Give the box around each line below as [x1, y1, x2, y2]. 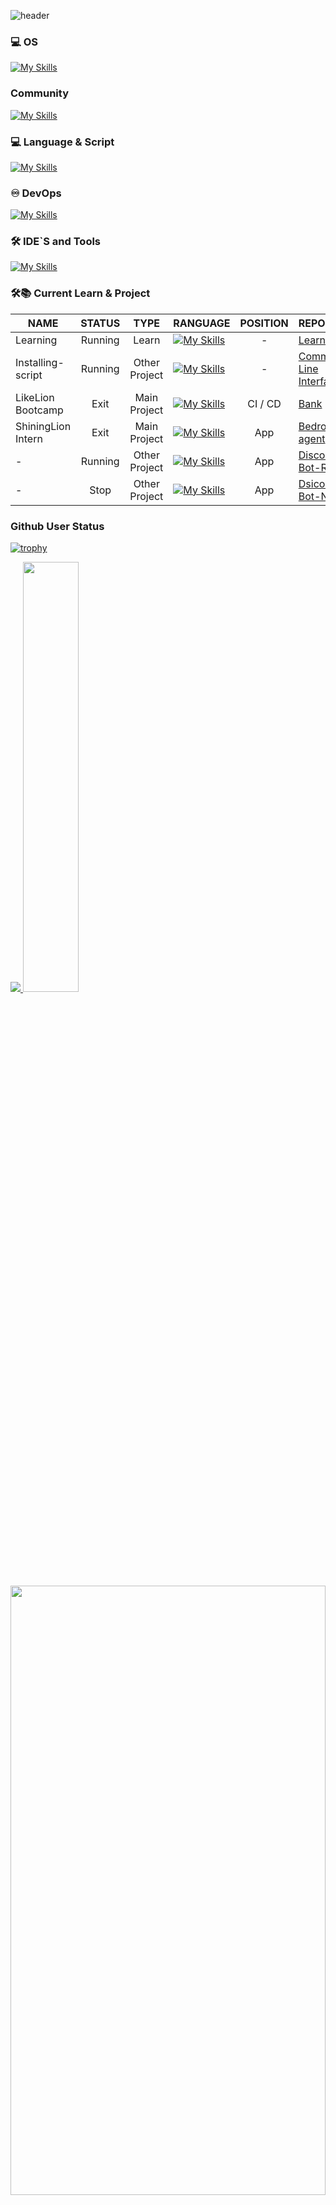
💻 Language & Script [10, 135, 115, 149]
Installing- [15, 355, 65, 369]
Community [10, 86, 69, 100]
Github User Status [10, 519, 105, 533]
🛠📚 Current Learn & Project [10, 286, 151, 300]
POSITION [239, 316, 289, 330]
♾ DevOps [10, 186, 62, 200]
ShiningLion [15, 419, 72, 433]
